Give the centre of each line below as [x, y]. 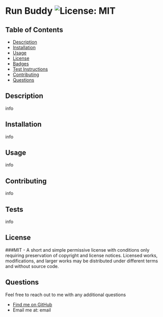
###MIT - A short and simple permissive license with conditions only [77, 250]
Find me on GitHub [32, 304]
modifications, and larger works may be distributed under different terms [82, 261]
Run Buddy [29, 11]
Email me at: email [32, 310]
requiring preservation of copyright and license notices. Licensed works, [81, 255]
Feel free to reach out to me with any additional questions [66, 295]
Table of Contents [34, 30]
